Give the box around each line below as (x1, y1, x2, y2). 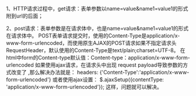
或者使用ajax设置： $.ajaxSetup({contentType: (52, 76, 164, 83)
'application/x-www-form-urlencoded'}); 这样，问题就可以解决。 (6, 84, 163, 90)
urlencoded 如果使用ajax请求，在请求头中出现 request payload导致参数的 (6, 61, 183, 68)
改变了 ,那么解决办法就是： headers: (11, 69, 98, 76)
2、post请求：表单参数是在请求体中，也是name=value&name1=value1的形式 (6, 25, 189, 32)
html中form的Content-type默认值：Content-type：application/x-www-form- (6, 54, 190, 61)
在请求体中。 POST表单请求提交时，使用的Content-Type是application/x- (6, 32, 180, 39)
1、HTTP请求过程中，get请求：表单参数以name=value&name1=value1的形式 (6, 5, 188, 12)
